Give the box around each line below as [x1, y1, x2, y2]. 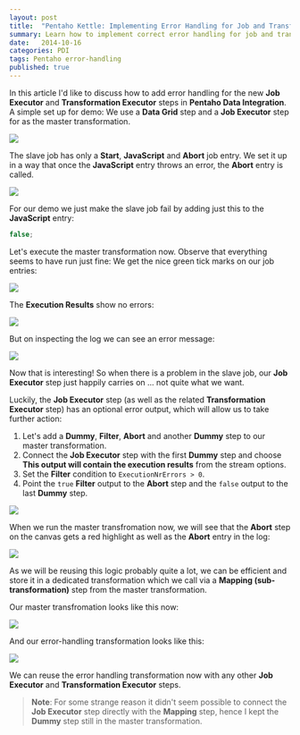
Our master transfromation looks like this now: [9, 601, 179, 612]
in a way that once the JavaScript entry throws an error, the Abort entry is [9, 159, 284, 170]
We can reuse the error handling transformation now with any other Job [9, 670, 274, 680]
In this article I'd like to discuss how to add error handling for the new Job [9, 87, 280, 98]
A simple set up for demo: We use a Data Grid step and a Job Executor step [9, 106, 290, 117]
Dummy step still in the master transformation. [30, 715, 203, 726]
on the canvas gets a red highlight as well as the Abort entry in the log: [9, 531, 271, 542]
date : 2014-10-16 [9, 38, 82, 47]
